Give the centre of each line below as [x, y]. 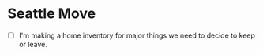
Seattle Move [52, 14]
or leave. [33, 44]
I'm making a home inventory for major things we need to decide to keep [137, 35]
